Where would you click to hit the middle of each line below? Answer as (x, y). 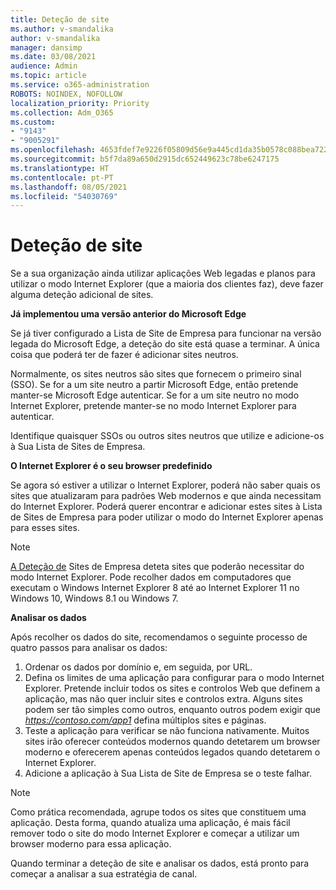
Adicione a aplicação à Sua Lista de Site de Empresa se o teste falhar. (168, 773)
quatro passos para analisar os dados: (89, 648)
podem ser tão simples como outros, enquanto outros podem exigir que (173, 710)
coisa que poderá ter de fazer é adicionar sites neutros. (124, 355)
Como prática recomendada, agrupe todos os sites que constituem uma (158, 812)
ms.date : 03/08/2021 (53, 57)
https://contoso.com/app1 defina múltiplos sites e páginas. (145, 720)
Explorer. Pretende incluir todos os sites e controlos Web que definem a (172, 688)
